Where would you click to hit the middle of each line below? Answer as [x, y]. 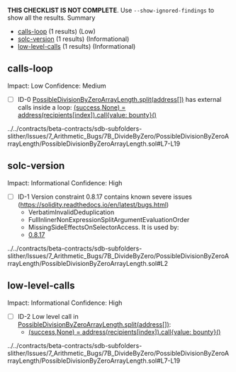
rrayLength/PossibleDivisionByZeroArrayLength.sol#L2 [88, 263]
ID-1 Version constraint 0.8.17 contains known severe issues [105, 197]
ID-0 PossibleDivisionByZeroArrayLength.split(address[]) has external [119, 99]
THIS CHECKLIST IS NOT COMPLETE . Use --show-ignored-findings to [111, 10]
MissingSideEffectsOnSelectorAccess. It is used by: [103, 227]
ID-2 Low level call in [48, 316]
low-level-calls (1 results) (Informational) [77, 46]
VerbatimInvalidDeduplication [71, 212]
